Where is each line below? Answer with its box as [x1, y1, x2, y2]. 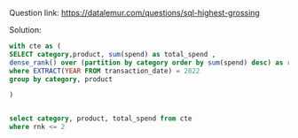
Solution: [9, 25, 42, 34]
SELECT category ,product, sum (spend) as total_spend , [9, 50, 216, 58]
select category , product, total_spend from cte [9, 114, 192, 123]
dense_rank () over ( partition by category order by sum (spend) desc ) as [9, 57, 284, 67]
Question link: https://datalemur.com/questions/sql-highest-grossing [9, 8, 260, 18]
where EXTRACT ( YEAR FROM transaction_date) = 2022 [9, 66, 200, 75]
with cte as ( [9, 42, 62, 50]
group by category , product [9, 74, 114, 83]
